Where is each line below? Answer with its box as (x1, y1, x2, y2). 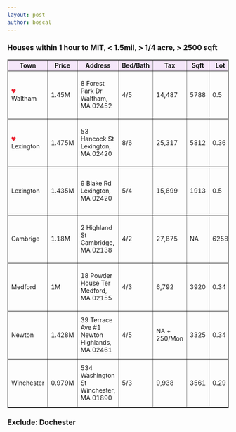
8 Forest (80, 80, 105, 88)
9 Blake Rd (80, 179, 112, 188)
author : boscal (7, 18, 52, 26)
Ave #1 (80, 323, 102, 331)
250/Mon (155, 334, 184, 343)
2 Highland (80, 223, 112, 231)
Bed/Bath (122, 61, 150, 70)
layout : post (7, 11, 46, 18)
